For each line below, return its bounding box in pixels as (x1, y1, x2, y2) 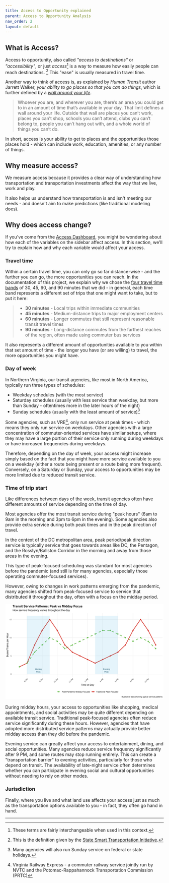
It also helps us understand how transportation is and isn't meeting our (5, 195, 152, 201)
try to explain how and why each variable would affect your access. (5, 245, 145, 251)
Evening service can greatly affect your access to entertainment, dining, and (5, 741, 163, 747)
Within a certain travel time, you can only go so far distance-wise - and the (5, 269, 160, 275)
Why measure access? (5, 161, 78, 170)
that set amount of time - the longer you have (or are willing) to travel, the (5, 347, 157, 353)
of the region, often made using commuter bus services (25, 332, 141, 338)
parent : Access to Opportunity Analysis (5, 13, 92, 19)
